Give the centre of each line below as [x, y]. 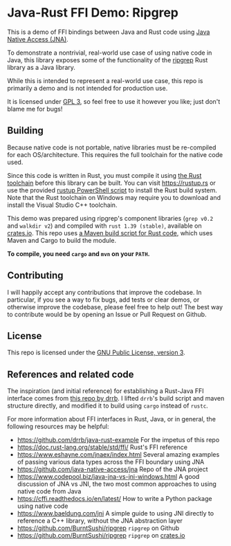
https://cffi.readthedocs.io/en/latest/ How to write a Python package [114, 499]
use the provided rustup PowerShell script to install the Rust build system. [112, 190]
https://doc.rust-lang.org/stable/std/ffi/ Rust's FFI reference [102, 447]
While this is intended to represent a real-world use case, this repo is [105, 80]
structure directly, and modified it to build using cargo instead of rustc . [108, 406]
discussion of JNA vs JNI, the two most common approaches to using [117, 484]
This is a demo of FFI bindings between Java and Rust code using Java [109, 32]
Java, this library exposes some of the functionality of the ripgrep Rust [108, 60]
